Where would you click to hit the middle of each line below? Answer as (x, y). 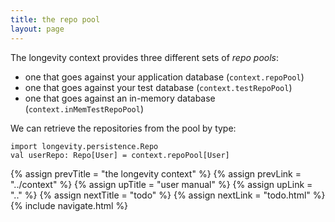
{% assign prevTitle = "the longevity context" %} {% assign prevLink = (156, 173)
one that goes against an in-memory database (120, 98)
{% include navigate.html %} (69, 205)
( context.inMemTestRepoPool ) (84, 108)
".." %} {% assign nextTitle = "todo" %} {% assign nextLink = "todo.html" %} (168, 195)
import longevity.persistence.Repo (84, 146)
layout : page (37, 29)
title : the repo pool (55, 19)
